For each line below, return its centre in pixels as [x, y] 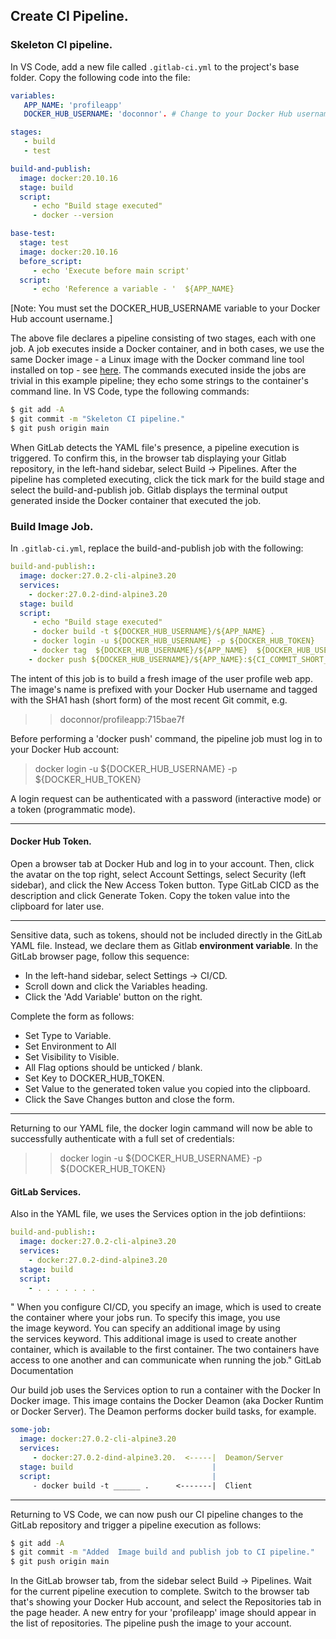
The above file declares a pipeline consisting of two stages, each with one [163, 338]
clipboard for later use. [57, 906]
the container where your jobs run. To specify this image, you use [145, 1318]
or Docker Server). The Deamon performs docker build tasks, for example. [163, 1411]
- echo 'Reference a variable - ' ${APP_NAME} [133, 289]
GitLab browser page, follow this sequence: [100, 956]
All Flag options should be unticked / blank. [113, 1068]
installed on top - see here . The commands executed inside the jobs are [158, 370]
